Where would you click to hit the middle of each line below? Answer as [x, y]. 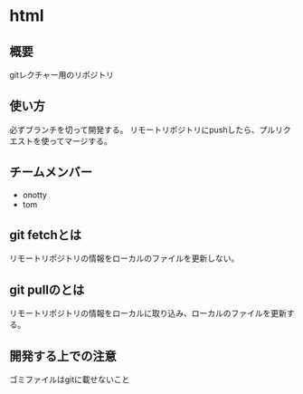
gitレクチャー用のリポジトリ [62, 75]
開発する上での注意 [63, 356]
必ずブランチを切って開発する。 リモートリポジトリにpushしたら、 [134, 130]
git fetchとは [45, 235]
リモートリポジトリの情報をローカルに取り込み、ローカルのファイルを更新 [148, 313]
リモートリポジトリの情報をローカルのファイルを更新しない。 [124, 258]
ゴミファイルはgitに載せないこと [70, 380]
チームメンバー [51, 173]
